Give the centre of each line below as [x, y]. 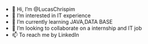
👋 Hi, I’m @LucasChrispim [44, 9]
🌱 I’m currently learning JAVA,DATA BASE [62, 22]
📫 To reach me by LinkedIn [45, 35]
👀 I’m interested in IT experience [51, 15]
